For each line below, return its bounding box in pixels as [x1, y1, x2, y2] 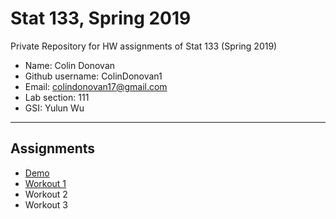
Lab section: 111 [24, 91, 90, 103]
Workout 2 [24, 188, 68, 200]
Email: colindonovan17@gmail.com [24, 80, 168, 92]
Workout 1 [24, 177, 67, 189]
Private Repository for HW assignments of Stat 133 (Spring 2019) [10, 40, 278, 52]
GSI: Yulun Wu [24, 102, 85, 114]
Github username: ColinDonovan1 [24, 70, 163, 82]
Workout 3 [24, 198, 68, 211]
